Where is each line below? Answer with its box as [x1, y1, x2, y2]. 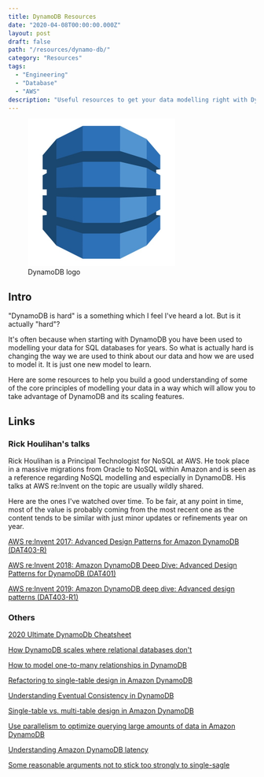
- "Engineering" [15, 71, 68, 79]
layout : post [8, 29, 51, 37]
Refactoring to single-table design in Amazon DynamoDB [8, 675, 193, 685]
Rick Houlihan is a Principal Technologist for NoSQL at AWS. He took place [8, 456, 250, 465]
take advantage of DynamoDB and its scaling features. [8, 392, 185, 401]
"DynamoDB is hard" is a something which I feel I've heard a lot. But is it [8, 311, 241, 320]
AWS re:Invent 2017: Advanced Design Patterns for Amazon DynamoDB [8, 536, 240, 546]
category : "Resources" [8, 54, 82, 62]
